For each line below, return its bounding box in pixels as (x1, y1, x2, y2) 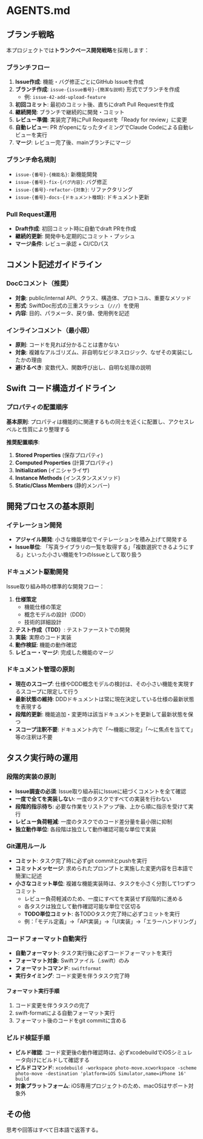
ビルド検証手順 (6, 1033, 50, 1042)
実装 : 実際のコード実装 (15, 633, 72, 641)
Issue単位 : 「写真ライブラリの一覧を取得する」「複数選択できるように (15, 543, 189, 551)
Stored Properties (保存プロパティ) (15, 451, 103, 458)
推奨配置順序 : (6, 438, 41, 446)
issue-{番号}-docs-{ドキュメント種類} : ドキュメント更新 (15, 193, 150, 200)
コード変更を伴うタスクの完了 (15, 1002, 90, 1009)
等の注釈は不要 (15, 733, 53, 741)
